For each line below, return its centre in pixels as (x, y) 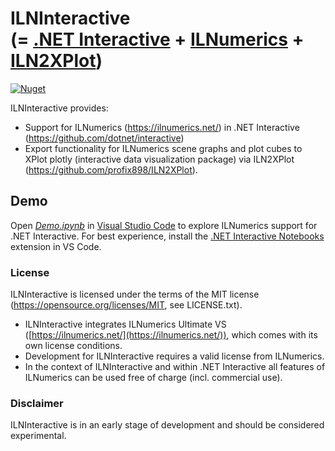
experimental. (38, 436)
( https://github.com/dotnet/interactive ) (104, 138)
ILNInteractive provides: (59, 108)
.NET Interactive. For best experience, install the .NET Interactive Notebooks (167, 236)
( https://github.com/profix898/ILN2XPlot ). (111, 169)
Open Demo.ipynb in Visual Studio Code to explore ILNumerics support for (164, 225)
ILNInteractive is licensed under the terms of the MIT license (135, 294)
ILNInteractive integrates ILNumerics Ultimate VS (125, 324)
